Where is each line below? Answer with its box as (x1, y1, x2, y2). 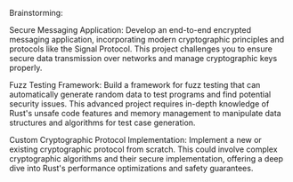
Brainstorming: (9, 8, 64, 18)
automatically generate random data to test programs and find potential (9, 89, 272, 99)
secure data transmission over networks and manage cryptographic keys (9, 53, 278, 63)
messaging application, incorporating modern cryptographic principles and (9, 35, 285, 44)
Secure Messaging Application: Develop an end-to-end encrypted (9, 25, 252, 35)
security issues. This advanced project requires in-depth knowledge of (9, 99, 270, 109)
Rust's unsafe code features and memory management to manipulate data (9, 108, 282, 118)
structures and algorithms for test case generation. (9, 117, 196, 128)
